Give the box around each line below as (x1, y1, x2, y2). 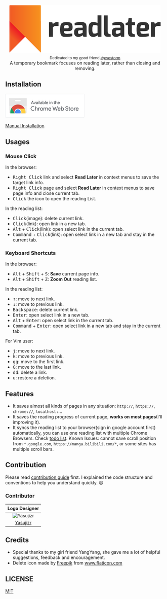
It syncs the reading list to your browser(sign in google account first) (12, 425, 156, 431)
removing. (74, 65, 96, 71)
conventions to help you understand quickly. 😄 (5, 479, 104, 485)
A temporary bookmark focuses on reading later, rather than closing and (10, 60, 160, 66)
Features (5, 390, 34, 398)
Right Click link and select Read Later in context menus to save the (12, 174, 159, 180)
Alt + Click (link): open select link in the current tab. (12, 226, 124, 232)
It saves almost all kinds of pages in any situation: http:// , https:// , (12, 403, 155, 409)
